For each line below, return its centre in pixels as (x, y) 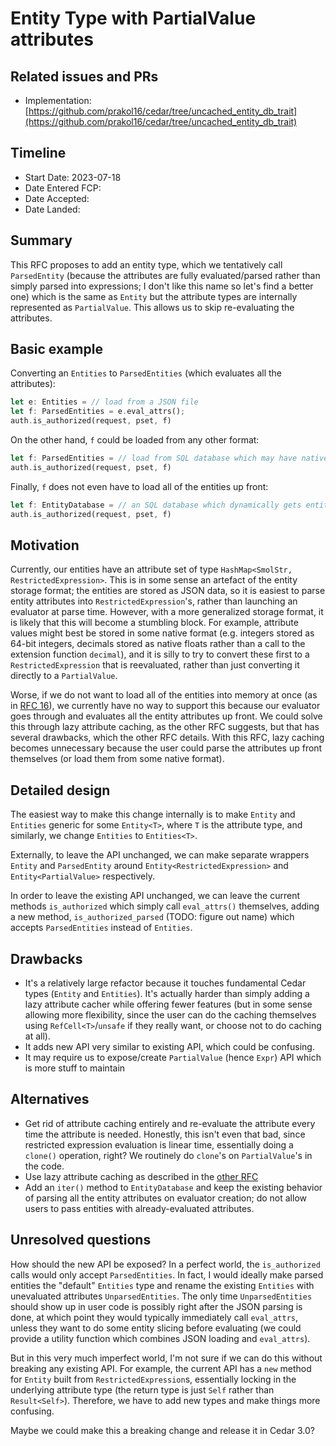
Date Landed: (52, 209)
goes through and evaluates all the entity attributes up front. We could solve (166, 716)
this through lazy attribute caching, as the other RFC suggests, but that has (165, 727)
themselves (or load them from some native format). (117, 759)
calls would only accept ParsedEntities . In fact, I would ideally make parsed (167, 1274)
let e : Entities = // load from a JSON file (104, 402)
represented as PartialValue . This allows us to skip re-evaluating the (152, 307)
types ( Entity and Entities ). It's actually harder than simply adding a (167, 993)
